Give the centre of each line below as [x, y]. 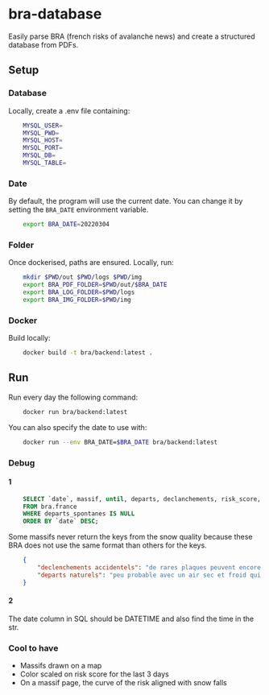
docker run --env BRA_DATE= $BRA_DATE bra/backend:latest [120, 442]
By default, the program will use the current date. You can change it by [126, 201]
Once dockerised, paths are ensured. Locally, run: [91, 263]
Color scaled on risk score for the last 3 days [94, 674]
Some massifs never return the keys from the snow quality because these [130, 537]
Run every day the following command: [73, 397]
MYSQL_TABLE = [45, 163]
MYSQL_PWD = [41, 133]
